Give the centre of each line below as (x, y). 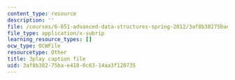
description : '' (31, 20)
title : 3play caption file (47, 59)
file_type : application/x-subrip (56, 33)
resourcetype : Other (37, 53)
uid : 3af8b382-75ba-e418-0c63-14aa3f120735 (72, 65)
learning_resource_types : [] (50, 40)
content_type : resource (42, 14)
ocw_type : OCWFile (34, 46)
